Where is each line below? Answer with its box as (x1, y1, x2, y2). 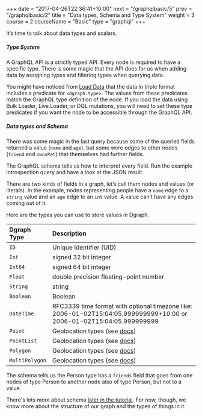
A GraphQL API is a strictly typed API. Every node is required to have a (6, 58, 181, 66)
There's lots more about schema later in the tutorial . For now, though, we (6, 396, 186, 403)
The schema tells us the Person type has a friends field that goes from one (6, 371, 193, 379)
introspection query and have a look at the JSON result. (6, 168, 144, 175)
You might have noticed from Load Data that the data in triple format (6, 83, 176, 90)
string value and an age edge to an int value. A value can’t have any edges (6, 193, 194, 200)
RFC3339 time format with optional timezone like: (52, 301, 192, 310)
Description (52, 229, 87, 238)
